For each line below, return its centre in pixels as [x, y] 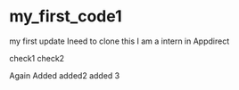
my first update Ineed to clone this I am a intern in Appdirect [119, 41]
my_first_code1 [66, 16]
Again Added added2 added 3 [65, 75]
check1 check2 [37, 58]
